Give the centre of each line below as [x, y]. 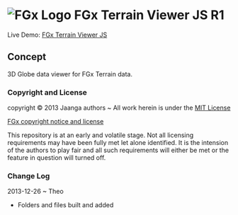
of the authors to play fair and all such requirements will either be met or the [118, 150]
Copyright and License [47, 92]
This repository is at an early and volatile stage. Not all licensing [101, 135]
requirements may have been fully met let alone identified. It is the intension [118, 143]
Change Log [29, 175]
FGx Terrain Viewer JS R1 [149, 15]
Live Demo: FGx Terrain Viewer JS [57, 35]
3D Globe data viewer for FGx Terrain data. [70, 74]
